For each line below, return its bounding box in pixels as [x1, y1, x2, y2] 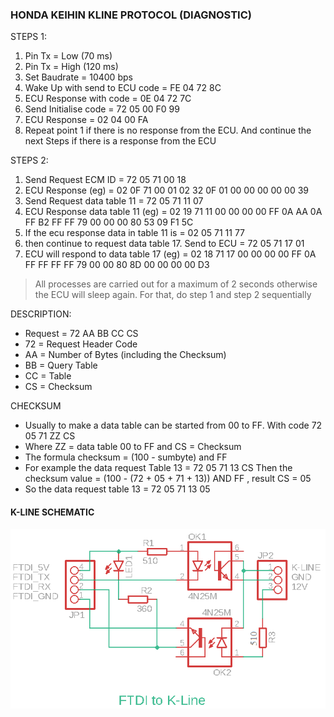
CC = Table [24, 370, 72, 382]
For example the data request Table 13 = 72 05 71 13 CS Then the [24, 462, 293, 474]
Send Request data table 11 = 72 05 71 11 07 [24, 195, 204, 207]
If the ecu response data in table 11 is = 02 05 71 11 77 [24, 227, 246, 239]
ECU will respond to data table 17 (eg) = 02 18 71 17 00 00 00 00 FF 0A [24, 248, 317, 260]
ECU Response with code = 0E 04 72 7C [24, 93, 192, 105]
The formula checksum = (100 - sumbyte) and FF [24, 451, 228, 463]
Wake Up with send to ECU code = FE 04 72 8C [24, 82, 222, 94]
